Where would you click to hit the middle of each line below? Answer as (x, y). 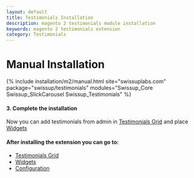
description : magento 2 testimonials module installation (81, 23)
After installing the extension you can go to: (63, 142)
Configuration (32, 168)
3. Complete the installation (42, 108)
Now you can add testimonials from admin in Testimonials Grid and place (97, 122)
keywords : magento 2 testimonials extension (63, 29)
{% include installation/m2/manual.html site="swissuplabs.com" (86, 81)
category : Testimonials (36, 35)
